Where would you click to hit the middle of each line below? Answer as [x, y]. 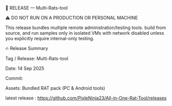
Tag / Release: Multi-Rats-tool [37, 58]
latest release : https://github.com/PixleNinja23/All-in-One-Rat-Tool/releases [86, 98]
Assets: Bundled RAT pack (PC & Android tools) [55, 88]
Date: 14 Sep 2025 [25, 68]
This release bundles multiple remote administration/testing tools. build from [86, 28]
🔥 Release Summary [27, 48]
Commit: [14, 78]
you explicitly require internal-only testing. [50, 38]
